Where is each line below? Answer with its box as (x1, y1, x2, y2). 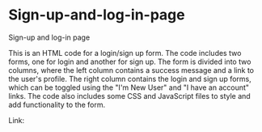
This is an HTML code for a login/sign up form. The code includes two (8, 48, 242, 57)
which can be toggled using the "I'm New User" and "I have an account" (8, 83, 249, 92)
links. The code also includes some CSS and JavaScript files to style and (8, 91, 251, 100)
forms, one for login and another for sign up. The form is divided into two (8, 57, 251, 66)
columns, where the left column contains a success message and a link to (8, 65, 255, 75)
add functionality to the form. (8, 100, 106, 109)
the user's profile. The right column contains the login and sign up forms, (8, 74, 252, 83)
